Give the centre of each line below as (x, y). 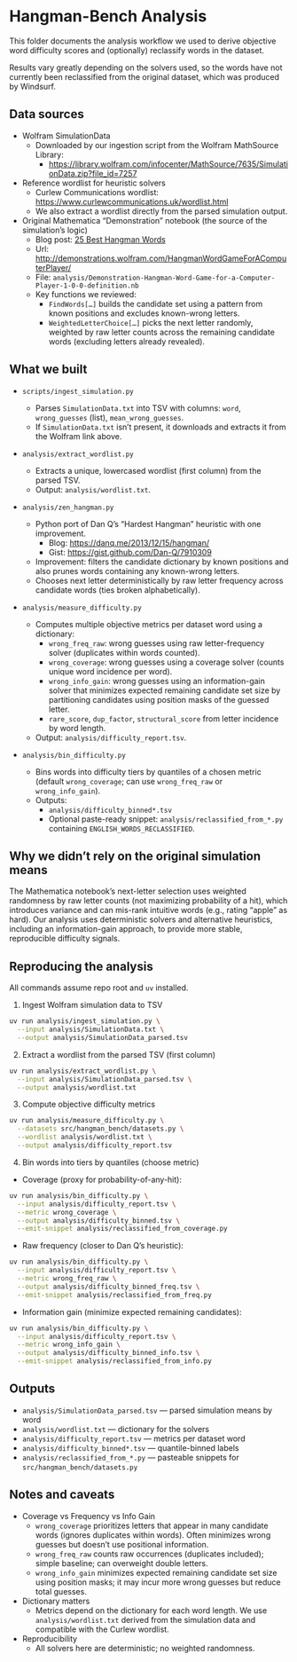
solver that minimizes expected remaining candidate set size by (164, 690)
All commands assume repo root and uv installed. (99, 988)
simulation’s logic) (55, 230)
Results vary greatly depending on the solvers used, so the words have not (146, 67)
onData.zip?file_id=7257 (93, 173)
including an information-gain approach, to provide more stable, (126, 929)
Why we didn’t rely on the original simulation (135, 856)
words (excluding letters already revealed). (127, 341)
